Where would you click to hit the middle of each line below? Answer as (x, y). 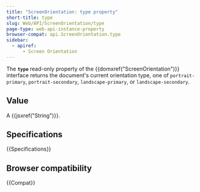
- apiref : (24, 46)
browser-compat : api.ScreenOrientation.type (64, 35)
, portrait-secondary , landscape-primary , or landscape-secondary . (108, 81)
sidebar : (17, 40)
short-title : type (29, 18)
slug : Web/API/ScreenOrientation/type (55, 23)
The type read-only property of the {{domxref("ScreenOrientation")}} (93, 69)
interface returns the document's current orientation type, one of (88, 75)
